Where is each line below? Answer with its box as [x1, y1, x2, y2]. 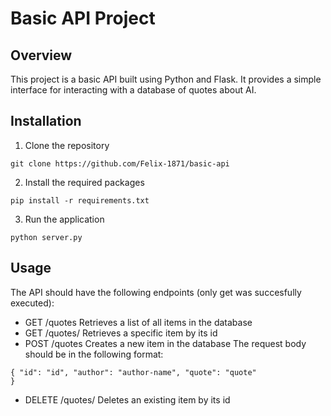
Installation [10, 113, 82, 130]
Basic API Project [10, 7, 156, 30]
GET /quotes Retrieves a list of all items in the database [24, 316, 253, 328]
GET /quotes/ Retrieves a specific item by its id [24, 327, 218, 339]
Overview [10, 47, 73, 64]
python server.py [10, 232, 83, 242]
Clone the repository [24, 139, 110, 151]
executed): [10, 297, 55, 309]
